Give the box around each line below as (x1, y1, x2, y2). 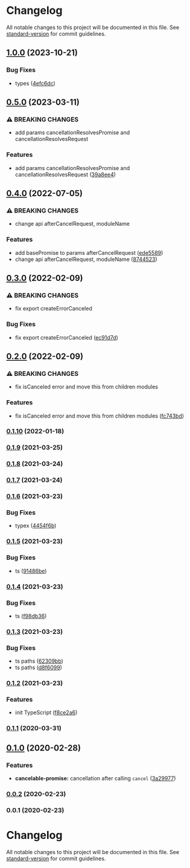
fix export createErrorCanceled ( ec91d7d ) (14, 334, 119, 341)
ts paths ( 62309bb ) (14, 657, 63, 665)
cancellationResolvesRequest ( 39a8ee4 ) (14, 171, 116, 178)
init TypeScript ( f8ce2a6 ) (14, 709, 78, 716)
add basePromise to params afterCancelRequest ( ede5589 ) (14, 249, 163, 256)
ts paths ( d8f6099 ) (14, 664, 62, 671)
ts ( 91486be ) (14, 567, 47, 574)
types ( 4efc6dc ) (14, 79, 55, 87)
